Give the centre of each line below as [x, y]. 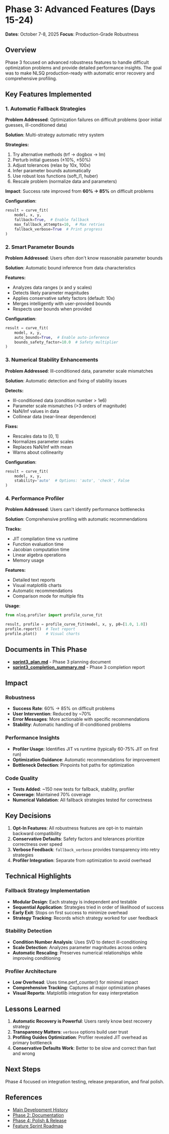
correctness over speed [37, 844]
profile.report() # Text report [40, 629]
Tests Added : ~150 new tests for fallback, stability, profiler [73, 789]
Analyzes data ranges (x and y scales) [52, 287]
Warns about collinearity [38, 452]
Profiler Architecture [31, 971]
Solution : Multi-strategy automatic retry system [55, 135]
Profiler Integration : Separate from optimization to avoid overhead [82, 860]
